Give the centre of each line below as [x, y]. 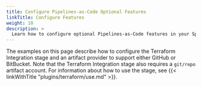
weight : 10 [20, 23]
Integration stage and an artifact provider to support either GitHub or [91, 58]
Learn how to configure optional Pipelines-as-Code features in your [100, 34]
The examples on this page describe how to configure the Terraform [91, 51]
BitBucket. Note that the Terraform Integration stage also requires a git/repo [101, 64]
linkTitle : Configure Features [45, 17]
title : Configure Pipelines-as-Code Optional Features [76, 12]
